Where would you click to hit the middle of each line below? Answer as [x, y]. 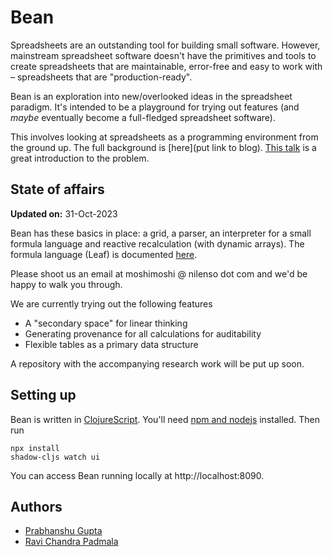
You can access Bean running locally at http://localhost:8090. [137, 475]
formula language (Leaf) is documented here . [104, 254]
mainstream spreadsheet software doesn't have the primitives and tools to [163, 55]
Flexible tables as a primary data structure [111, 344]
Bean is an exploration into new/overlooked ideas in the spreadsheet [151, 96]
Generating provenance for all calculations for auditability [143, 333]
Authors [36, 506]
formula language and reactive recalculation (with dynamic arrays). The [157, 243]
